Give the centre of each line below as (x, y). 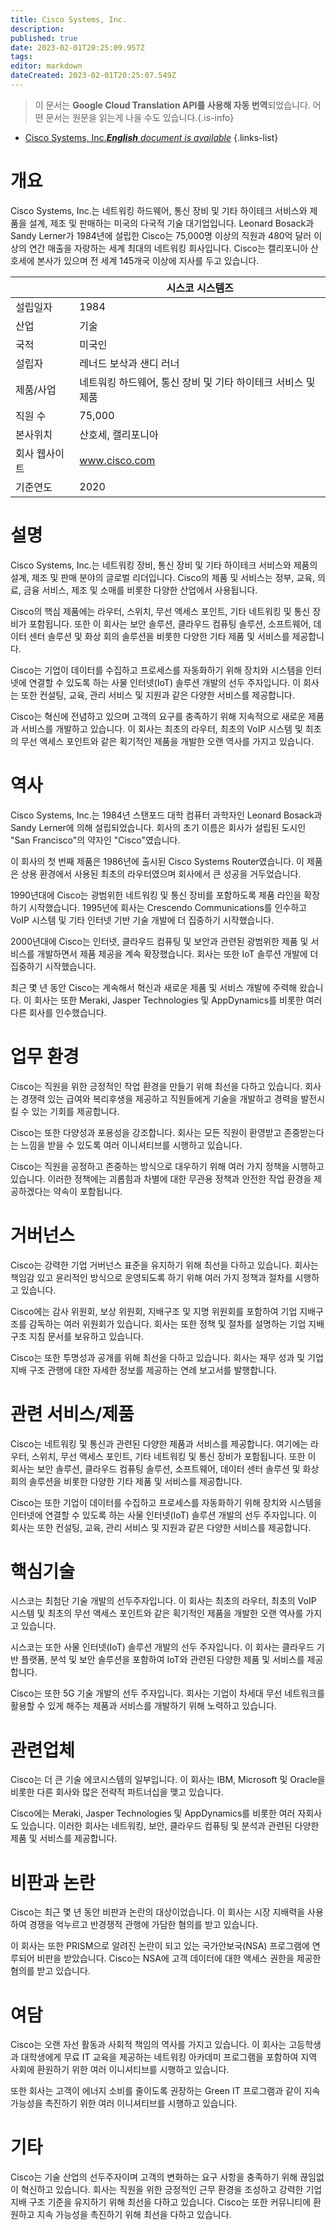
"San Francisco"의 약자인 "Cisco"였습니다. (95, 840)
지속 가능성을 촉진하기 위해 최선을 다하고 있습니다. (134, 2215)
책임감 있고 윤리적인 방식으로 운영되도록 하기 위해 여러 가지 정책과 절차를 (151, 1277)
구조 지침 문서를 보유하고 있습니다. (77, 1336)
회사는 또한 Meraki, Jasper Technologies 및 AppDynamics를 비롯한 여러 (178, 1000)
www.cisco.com (117, 460)
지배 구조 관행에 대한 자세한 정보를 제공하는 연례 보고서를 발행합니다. (143, 1370)
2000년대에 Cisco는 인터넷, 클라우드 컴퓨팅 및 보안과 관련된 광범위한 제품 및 (159, 941)
